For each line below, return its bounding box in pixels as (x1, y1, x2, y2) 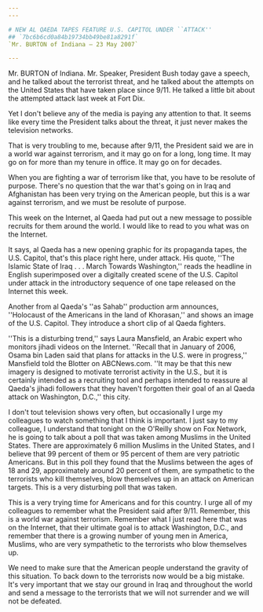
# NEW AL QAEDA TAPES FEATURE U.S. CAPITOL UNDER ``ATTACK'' (8, 25, 213, 34)
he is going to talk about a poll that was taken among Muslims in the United (8, 433, 251, 442)
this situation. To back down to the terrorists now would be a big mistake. (8, 571, 245, 581)
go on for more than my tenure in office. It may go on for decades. (8, 158, 222, 167)
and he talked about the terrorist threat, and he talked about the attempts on (8, 77, 254, 86)
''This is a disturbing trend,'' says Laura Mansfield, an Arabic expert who (8, 334, 243, 343)
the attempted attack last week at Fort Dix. (8, 93, 145, 103)
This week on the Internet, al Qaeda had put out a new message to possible (8, 213, 253, 222)
